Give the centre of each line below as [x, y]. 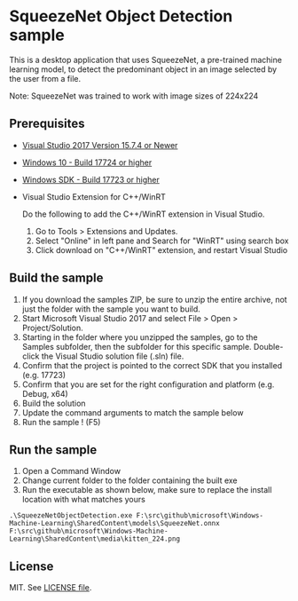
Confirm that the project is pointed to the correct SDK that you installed [152, 365]
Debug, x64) [45, 393]
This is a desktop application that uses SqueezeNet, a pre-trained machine [145, 59]
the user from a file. [45, 78]
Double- [268, 346]
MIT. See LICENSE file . [51, 588]
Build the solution [54, 403]
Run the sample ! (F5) [61, 422]
